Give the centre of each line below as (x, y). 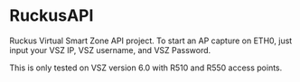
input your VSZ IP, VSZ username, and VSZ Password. (110, 50)
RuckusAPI (52, 16)
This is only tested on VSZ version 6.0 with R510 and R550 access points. (146, 68)
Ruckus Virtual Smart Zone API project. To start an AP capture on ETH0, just (151, 41)
